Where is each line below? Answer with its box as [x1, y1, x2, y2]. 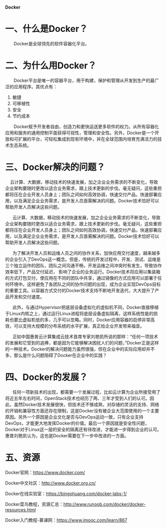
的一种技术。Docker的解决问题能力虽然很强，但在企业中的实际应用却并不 [5, 346, 155, 352]
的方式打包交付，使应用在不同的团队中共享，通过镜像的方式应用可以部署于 [5, 275, 158, 281]
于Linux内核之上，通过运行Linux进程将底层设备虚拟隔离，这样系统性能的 [5, 310, 154, 316]
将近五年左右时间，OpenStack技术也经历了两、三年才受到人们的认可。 [5, 395, 150, 401]
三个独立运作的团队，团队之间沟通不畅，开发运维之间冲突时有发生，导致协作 [5, 262, 162, 268]
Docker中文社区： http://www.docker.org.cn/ [5, 480, 96, 486]
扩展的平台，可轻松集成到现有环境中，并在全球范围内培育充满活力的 [18, 136, 158, 142]
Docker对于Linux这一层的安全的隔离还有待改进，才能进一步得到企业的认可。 [5, 426, 162, 432]
